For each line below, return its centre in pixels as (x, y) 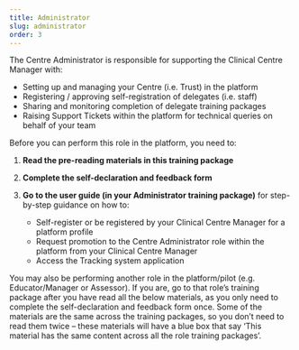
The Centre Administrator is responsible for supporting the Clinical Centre (146, 60)
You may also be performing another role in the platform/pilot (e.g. (132, 278)
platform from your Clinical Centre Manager (117, 251)
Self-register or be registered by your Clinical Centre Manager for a (160, 223)
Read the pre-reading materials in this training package (128, 161)
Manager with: (36, 69)
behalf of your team (59, 125)
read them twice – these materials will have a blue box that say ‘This (136, 327)
